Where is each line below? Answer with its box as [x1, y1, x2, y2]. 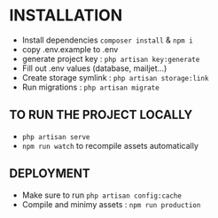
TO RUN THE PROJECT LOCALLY [9, 107, 193, 122]
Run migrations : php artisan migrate [21, 82, 160, 92]
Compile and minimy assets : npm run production [21, 199, 201, 209]
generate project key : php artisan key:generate [21, 53, 200, 64]
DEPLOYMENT [9, 166, 90, 182]
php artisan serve [21, 132, 90, 142]
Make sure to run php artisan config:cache [21, 190, 182, 200]
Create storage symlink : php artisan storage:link [21, 72, 209, 82]
